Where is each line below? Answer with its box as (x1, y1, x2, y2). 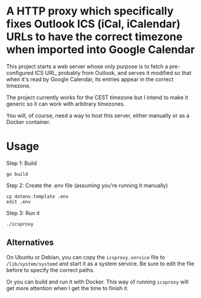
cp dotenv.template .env (6, 193, 69, 199)
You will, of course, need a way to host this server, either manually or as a (6, 112, 190, 119)
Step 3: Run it (6, 209, 40, 216)
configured (6, 69, 34, 76)
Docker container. (6, 118, 51, 125)
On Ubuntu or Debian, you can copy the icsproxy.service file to (6, 253, 165, 261)
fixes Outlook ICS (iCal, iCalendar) (6, 17, 181, 31)
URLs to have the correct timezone (6, 30, 183, 44)
